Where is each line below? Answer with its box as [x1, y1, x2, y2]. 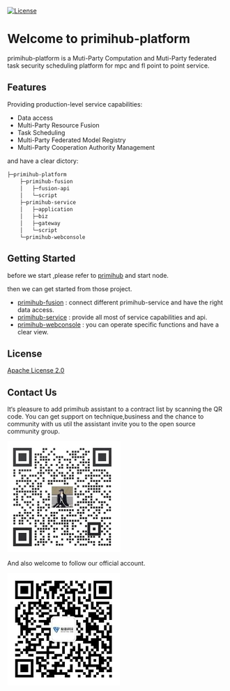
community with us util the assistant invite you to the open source [7, 420, 196, 428]
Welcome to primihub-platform [7, 31, 190, 47]
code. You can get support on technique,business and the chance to [7, 412, 204, 421]
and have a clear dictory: [7, 157, 79, 165]
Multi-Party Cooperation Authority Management [17, 143, 155, 151]
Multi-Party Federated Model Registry [17, 136, 126, 144]
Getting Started [7, 253, 76, 265]
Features [7, 81, 47, 93]
